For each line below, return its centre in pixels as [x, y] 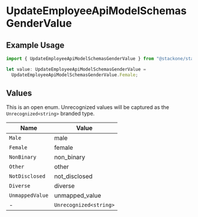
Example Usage [35, 45]
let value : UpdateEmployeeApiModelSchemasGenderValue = [76, 69]
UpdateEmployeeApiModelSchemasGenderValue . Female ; [75, 75]
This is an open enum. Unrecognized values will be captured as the [88, 107]
